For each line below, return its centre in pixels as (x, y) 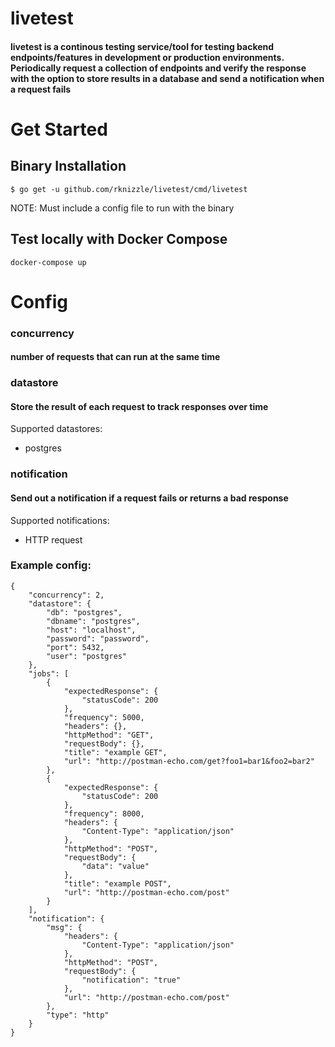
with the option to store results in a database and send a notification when (167, 78)
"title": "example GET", (115, 752)
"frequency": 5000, (104, 717)
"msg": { (64, 927)
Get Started (59, 129)
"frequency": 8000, (104, 813)
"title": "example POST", (117, 883)
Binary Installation (68, 166)
